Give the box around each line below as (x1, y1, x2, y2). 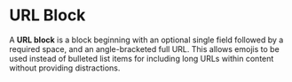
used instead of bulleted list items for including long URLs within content (9, 53, 274, 63)
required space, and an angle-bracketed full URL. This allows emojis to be (9, 43, 280, 54)
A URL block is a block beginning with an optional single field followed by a (9, 34, 284, 45)
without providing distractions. (9, 63, 121, 73)
